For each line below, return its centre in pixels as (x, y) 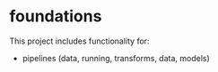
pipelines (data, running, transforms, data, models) (116, 58)
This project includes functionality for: (79, 41)
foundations (56, 16)
